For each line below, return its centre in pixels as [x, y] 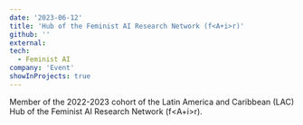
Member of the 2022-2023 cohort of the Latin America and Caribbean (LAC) [152, 102]
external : [28, 43]
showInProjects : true [50, 76]
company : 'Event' [42, 68]
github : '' [30, 34]
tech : [19, 51]
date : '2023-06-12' [46, 18]
